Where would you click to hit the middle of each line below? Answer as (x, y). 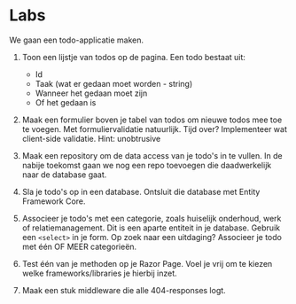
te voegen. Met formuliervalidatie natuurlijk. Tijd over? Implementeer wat (155, 129)
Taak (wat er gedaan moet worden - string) (114, 83)
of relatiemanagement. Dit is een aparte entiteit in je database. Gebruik (151, 228)
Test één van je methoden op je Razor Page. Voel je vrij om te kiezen (147, 263)
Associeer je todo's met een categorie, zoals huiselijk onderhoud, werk (152, 218)
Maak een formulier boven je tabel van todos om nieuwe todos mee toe (152, 120)
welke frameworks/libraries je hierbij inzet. (99, 273)
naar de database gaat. (64, 175)
